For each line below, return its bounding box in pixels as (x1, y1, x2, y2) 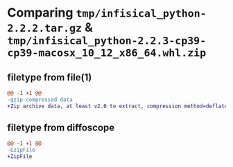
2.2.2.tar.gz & (7, 19, 94, 35)
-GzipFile (7, 147, 36, 154)
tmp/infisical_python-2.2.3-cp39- (7, 35, 207, 48)
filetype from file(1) (7, 71, 92, 83)
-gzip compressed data (7, 96, 73, 103)
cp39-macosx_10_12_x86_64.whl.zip (7, 46, 207, 60)
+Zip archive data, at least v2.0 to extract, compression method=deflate (7, 103, 228, 109)
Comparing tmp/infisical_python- (7, 5, 207, 21)
